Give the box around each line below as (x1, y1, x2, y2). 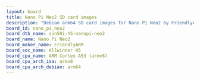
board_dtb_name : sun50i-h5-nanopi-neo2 (6, 31, 105, 37)
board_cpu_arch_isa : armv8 (6, 58, 73, 64)
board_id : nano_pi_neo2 (6, 25, 65, 31)
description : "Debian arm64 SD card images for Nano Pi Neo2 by (6, 20, 169, 26)
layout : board (6, 8, 42, 15)
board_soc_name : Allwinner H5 (6, 48, 82, 53)
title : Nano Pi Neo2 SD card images (6, 14, 97, 20)
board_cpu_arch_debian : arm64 (6, 64, 82, 70)
